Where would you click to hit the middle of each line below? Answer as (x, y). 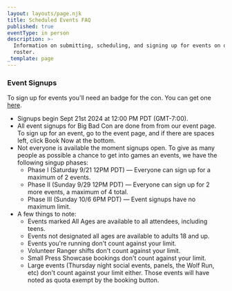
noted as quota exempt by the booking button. (93, 280)
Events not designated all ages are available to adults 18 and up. (118, 236)
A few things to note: (47, 214)
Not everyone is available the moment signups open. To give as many (116, 148)
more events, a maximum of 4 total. (78, 192)
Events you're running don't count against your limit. (102, 243)
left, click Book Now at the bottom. (66, 141)
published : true (30, 26)
